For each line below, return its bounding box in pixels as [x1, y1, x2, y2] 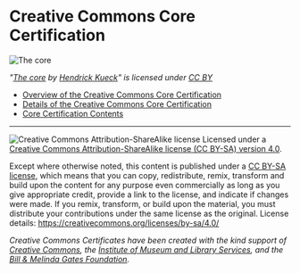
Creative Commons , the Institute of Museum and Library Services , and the [9, 244, 284, 255]
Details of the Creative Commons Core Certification [21, 98, 212, 109]
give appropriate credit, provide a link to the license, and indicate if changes [9, 189, 289, 200]
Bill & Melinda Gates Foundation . [9, 253, 130, 264]
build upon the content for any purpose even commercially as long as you [9, 179, 280, 190]
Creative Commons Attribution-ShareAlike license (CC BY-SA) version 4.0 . [9, 143, 283, 153]
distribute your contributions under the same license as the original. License [9, 208, 289, 219]
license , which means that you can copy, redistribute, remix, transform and [9, 170, 285, 180]
